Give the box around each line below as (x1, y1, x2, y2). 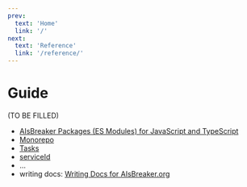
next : (7, 34, 26, 43)
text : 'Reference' (15, 42, 77, 50)
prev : (7, 11, 26, 20)
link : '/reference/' (15, 49, 84, 57)
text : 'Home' (15, 19, 59, 27)
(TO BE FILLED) (7, 110, 60, 120)
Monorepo (19, 135, 54, 144)
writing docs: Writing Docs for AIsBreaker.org (19, 168, 170, 178)
